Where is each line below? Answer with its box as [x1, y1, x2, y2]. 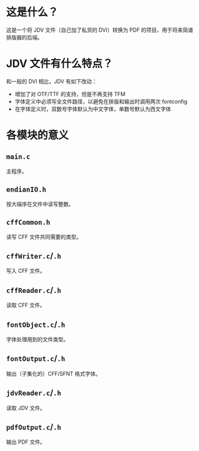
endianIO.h [6, 186, 46, 194]
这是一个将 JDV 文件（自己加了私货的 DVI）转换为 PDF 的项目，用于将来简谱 [6, 26, 194, 33]
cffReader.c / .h [6, 285, 61, 295]
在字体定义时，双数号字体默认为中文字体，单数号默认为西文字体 [14, 105, 171, 112]
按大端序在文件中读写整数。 [6, 200, 74, 208]
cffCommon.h [6, 218, 50, 227]
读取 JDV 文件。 [6, 404, 46, 412]
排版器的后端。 [6, 33, 43, 41]
